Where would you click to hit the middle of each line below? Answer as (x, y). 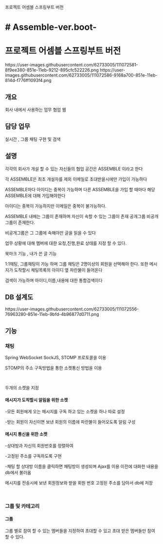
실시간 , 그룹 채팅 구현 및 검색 (33, 139)
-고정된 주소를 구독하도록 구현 (33, 456)
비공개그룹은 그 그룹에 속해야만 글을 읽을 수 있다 (51, 233)
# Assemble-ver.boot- (51, 27)
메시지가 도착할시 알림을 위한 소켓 (36, 400)
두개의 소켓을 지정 (22, 388)
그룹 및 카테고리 (22, 506)
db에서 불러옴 (18, 473)
